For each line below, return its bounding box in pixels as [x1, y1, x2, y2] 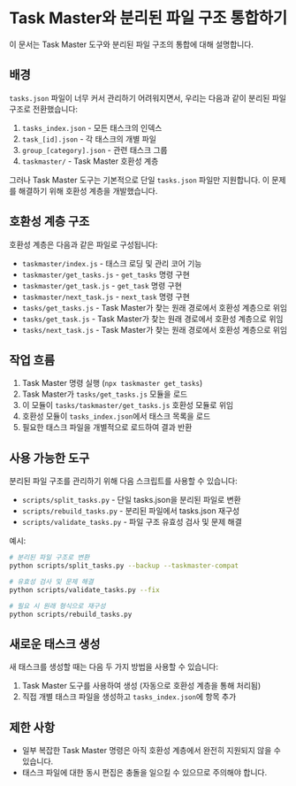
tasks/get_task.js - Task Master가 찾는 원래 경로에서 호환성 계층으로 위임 [21, 313, 284, 324]
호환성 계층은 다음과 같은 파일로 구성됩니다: [9, 239, 158, 250]
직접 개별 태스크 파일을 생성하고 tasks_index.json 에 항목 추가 [21, 691, 237, 702]
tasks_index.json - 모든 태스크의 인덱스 [21, 122, 163, 133]
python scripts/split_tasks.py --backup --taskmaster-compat [9, 561, 239, 571]
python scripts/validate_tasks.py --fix [9, 585, 161, 594]
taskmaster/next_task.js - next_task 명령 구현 [21, 291, 190, 302]
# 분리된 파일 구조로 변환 [9, 553, 90, 562]
